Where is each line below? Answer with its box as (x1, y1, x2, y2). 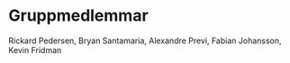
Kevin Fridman (8, 44, 62, 55)
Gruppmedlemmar (8, 5, 150, 26)
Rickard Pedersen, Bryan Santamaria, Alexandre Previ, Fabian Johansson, (8, 35, 282, 46)
